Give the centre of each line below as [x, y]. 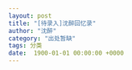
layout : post [30, 16]
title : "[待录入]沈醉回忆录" [52, 23]
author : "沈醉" [33, 31]
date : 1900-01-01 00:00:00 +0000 [66, 53]
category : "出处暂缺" [42, 38]
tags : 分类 [25, 46]
